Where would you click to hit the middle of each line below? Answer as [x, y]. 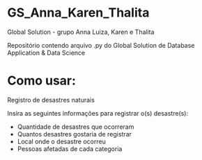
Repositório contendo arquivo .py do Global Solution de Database [101, 45]
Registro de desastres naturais [51, 100]
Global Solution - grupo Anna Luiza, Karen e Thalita [81, 32]
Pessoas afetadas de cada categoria [70, 149]
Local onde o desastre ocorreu [61, 141]
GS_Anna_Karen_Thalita [78, 13]
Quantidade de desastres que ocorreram [76, 127]
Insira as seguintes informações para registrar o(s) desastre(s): [98, 113]
